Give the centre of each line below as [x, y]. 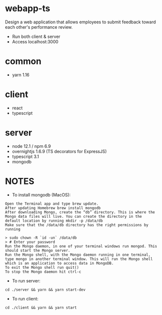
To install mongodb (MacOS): [41, 194]
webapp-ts [28, 9]
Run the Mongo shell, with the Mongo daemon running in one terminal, [78, 255]
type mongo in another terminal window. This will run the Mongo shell [79, 259]
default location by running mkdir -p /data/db [54, 221]
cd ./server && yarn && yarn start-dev [45, 290]
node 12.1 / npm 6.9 [31, 146]
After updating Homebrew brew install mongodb [53, 208]
